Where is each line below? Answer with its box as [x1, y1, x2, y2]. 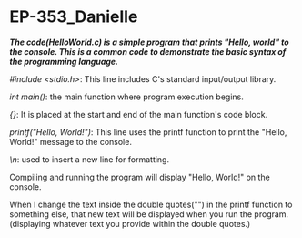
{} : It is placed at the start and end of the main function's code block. [9, 109, 268, 119]
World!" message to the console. [9, 136, 132, 147]
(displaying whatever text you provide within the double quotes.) [9, 218, 251, 229]
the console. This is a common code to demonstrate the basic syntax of [9, 46, 287, 57]
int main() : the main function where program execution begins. [9, 91, 244, 102]
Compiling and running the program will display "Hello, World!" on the [9, 171, 270, 182]
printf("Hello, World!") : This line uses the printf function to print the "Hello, [9, 126, 287, 138]
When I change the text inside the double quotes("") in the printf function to [9, 199, 293, 210]
